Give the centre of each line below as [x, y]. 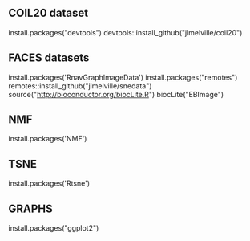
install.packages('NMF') [48, 139]
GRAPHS [31, 208]
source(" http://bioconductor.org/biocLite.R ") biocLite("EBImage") [116, 94]
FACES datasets [49, 58]
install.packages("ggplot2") [54, 228]
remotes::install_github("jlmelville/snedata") [80, 86]
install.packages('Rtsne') [49, 183]
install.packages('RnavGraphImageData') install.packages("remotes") [123, 77]
